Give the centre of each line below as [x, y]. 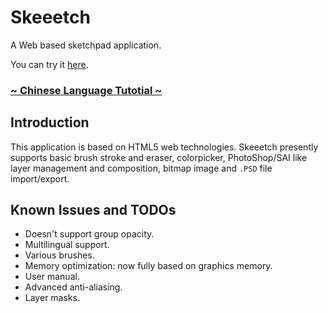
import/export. [40, 178]
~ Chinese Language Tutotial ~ [86, 90]
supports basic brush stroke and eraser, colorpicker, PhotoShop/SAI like [159, 157]
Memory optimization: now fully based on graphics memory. [148, 266]
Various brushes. [59, 255]
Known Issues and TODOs [93, 210]
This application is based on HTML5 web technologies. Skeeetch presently [164, 147]
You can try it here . [49, 64]
